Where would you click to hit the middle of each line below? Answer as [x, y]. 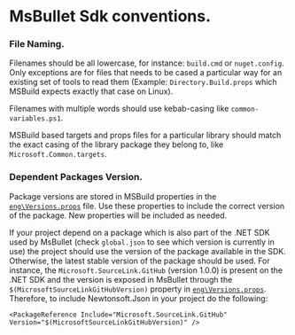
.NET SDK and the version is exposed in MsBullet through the [121, 279]
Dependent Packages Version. [76, 177]
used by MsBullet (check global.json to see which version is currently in [142, 242]
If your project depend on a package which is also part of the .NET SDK [140, 232]
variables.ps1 [35, 119]
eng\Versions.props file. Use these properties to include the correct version [147, 206]
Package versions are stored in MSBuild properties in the [113, 196]
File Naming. [37, 44]
